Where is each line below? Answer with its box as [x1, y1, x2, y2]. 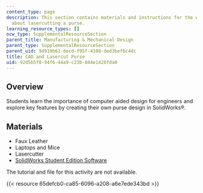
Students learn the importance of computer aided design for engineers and [6, 98, 193, 105]
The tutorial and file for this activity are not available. [6, 168, 137, 176]
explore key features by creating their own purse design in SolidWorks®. [6, 104, 186, 112]
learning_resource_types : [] [6, 25, 80, 32]
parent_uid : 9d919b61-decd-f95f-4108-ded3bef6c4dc [6, 48, 137, 54]
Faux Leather [14, 138, 48, 145]
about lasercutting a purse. [11, 20, 85, 26]
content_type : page [6, 8, 56, 15]
